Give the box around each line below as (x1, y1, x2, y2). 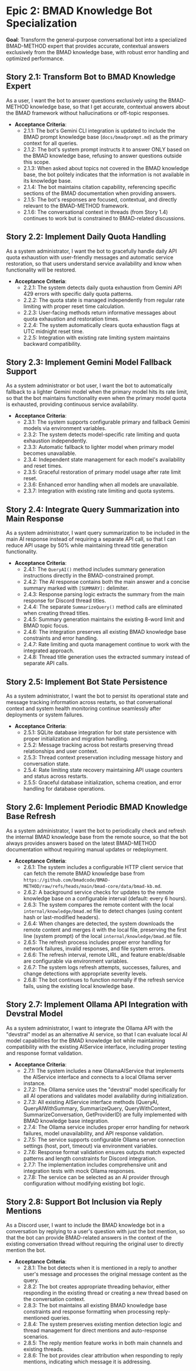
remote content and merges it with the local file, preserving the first (23, 926, 187, 933)
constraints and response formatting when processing (23, 1308, 155, 1315)
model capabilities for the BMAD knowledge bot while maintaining (6, 1037, 165, 1044)
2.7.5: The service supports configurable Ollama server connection (23, 1136, 185, 1143)
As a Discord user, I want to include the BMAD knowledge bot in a (6, 1221, 165, 1229)
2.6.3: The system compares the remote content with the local (23, 901, 174, 908)
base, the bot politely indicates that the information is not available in (23, 171, 190, 178)
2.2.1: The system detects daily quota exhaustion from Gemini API (23, 284, 182, 291)
